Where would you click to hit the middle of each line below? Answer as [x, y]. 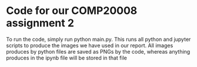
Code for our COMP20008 [72, 11]
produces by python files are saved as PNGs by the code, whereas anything [98, 51]
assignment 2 [40, 23]
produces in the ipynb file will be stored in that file [67, 58]
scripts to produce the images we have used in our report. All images [90, 45]
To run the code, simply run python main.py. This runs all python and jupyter [98, 39]
